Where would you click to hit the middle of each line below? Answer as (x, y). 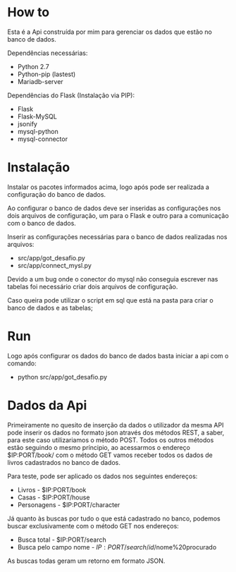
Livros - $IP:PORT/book (52, 489)
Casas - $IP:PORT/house (54, 497)
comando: (22, 363)
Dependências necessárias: (48, 53)
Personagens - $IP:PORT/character (69, 504)
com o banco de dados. (42, 223)
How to (29, 12)
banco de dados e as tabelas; (50, 308)
